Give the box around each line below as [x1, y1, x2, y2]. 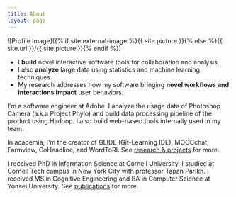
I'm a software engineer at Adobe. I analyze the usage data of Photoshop [7, 101, 221, 110]
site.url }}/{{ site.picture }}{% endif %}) [7, 44, 122, 52]
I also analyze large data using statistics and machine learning [17, 65, 201, 74]
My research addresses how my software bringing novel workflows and [17, 80, 230, 89]
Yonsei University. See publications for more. [7, 181, 139, 190]
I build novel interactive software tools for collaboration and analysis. [17, 57, 220, 66]
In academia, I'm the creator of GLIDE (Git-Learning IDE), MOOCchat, [7, 137, 209, 146]
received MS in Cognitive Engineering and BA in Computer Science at [7, 174, 210, 183]
